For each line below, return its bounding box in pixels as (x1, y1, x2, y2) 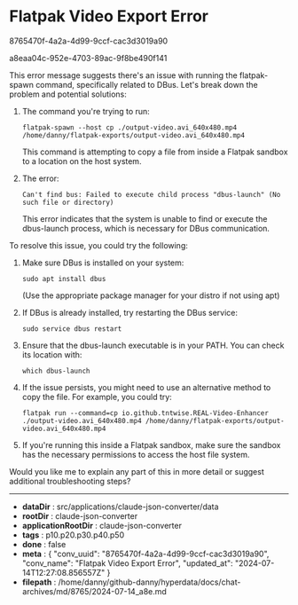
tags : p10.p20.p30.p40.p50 (21, 530, 125, 540)
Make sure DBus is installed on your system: (21, 257, 184, 268)
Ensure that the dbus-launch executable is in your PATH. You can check (21, 340, 285, 350)
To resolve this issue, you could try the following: (9, 240, 189, 250)
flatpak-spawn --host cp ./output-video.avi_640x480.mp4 (21, 122, 238, 132)
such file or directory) (21, 198, 114, 207)
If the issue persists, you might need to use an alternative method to (21, 381, 271, 392)
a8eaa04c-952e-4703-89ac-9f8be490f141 (9, 52, 168, 63)
